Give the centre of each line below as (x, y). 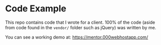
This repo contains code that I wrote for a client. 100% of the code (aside (80, 22)
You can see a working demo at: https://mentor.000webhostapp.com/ (77, 37)
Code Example (36, 9)
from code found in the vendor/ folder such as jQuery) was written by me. (81, 27)
